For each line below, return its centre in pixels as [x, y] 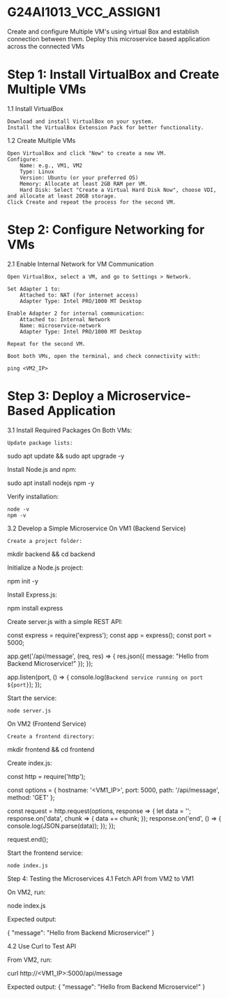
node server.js [29, 710]
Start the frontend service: [45, 853]
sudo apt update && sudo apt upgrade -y [66, 456]
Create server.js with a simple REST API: [65, 621]
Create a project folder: [45, 541]
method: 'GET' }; [31, 797]
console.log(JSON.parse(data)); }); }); [61, 826]
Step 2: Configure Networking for [106, 230]
